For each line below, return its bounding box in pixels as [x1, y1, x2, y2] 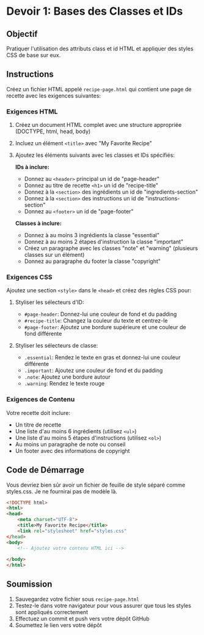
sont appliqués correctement [15, 608, 89, 615]
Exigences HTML [6, 107, 58, 116]
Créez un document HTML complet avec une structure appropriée [15, 121, 182, 129]
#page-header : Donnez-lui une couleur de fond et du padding [24, 311, 177, 318]
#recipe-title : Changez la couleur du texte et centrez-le [24, 317, 168, 324]
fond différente [24, 330, 62, 338]
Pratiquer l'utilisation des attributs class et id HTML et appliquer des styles [6, 45, 194, 52]
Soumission [6, 579, 53, 590]
